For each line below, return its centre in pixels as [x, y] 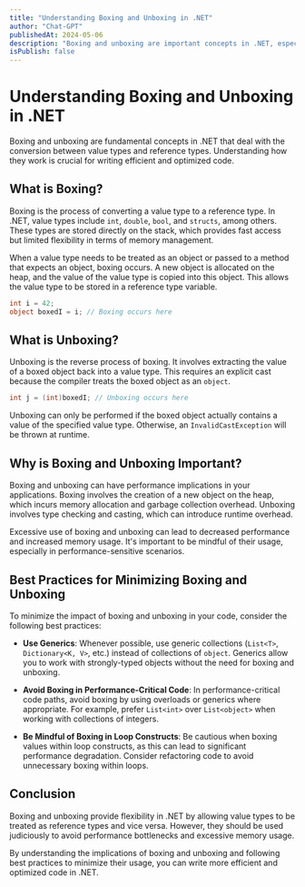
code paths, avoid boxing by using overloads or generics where [142, 699]
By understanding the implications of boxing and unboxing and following [145, 852]
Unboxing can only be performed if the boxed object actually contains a [144, 416]
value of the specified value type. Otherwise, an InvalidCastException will [148, 425]
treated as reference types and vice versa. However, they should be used [147, 825]
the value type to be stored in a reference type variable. [113, 287]
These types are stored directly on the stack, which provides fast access [145, 230]
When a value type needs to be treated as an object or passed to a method [149, 257]
